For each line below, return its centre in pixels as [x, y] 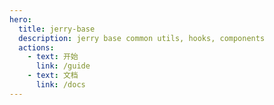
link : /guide [63, 66]
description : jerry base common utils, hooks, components [142, 38]
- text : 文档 [53, 76]
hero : [20, 19]
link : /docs [60, 85]
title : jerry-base [57, 29]
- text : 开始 [53, 57]
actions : [36, 47]
